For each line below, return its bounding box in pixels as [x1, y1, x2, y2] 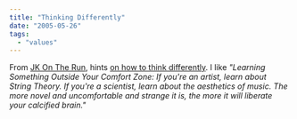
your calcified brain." [9, 99, 87, 111]
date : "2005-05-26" [9, 21, 82, 30]
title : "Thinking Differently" [9, 12, 126, 22]
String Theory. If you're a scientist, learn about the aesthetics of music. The [9, 81, 288, 91]
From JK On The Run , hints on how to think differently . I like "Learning [9, 62, 266, 73]
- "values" [17, 37, 58, 47]
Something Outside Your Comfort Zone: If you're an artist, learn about [9, 72, 268, 83]
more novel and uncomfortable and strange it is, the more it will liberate [9, 91, 273, 101]
